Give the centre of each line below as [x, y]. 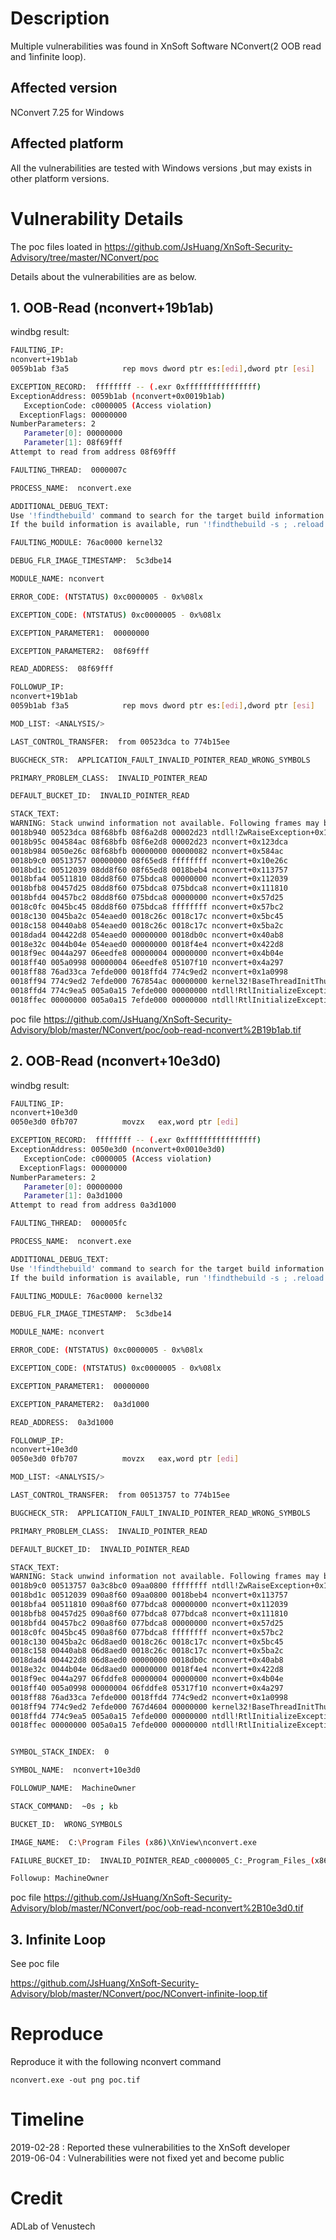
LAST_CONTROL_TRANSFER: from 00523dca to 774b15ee [120, 742]
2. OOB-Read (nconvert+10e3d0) [116, 1061]
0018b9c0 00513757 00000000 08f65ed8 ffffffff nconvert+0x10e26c [149, 860]
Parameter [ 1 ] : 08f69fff [73, 443]
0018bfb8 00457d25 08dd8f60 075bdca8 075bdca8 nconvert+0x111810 [149, 888]
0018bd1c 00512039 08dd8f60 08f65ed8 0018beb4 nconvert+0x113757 [149, 870]
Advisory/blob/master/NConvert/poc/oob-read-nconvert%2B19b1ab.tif [156, 1029]
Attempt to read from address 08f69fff [93, 452]
